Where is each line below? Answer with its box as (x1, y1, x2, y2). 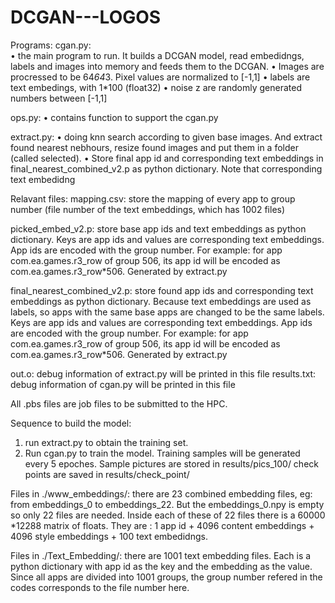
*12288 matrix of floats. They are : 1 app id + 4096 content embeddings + (10, 519, 315, 531)
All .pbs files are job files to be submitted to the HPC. (10, 397, 228, 410)
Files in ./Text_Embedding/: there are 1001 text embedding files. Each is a (10, 549, 312, 561)
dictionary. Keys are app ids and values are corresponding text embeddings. (10, 233, 325, 245)
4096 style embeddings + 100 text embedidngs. (10, 530, 208, 542)
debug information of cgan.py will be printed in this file (10, 378, 236, 390)
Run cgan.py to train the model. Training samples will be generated (24, 447, 301, 459)
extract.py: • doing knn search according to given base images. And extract (10, 131, 323, 143)
